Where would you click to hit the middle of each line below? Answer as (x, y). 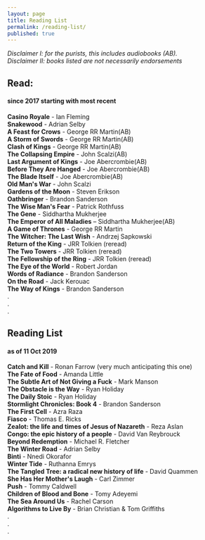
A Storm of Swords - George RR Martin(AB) (71, 139)
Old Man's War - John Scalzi (49, 184)
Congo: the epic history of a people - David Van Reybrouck (94, 434)
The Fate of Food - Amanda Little (55, 375)
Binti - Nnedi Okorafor (39, 457)
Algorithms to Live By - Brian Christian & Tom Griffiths (86, 509)
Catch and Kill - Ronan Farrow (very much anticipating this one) (100, 367)
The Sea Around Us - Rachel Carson (60, 501)
